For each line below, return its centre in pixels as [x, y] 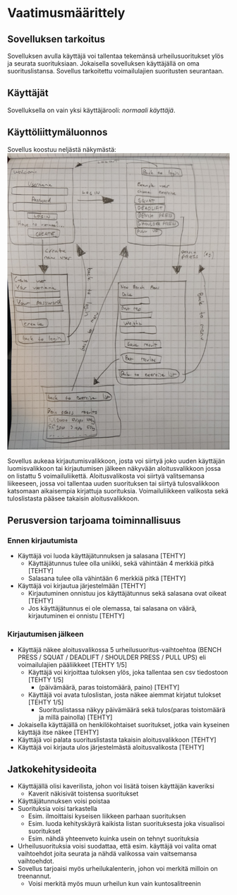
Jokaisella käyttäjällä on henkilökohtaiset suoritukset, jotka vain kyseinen [123, 724]
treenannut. [34, 876]
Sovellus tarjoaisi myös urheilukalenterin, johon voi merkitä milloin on [118, 869]
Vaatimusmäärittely [66, 13]
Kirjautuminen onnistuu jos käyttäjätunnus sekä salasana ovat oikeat [127, 594]
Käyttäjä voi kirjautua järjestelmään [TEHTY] [82, 586]
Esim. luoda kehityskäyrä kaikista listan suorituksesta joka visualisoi [126, 824]
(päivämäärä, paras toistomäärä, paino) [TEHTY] [109, 687]
